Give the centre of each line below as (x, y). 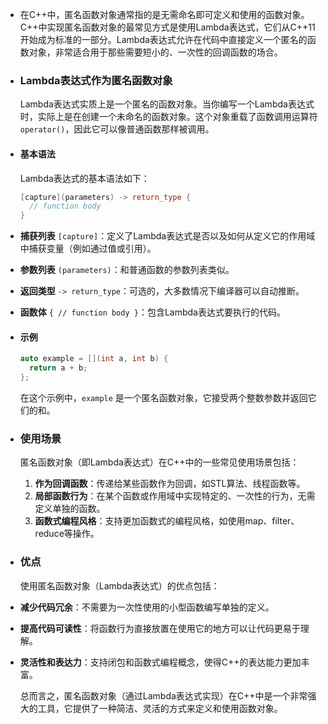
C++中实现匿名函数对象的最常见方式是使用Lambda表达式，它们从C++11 (167, 27)
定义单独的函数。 (70, 509)
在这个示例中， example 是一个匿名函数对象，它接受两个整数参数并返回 (163, 397)
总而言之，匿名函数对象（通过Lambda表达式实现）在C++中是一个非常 (163, 695)
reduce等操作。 (67, 534)
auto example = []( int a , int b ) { (94, 359)
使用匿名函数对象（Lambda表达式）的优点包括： (119, 585)
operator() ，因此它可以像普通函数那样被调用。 (117, 129)
